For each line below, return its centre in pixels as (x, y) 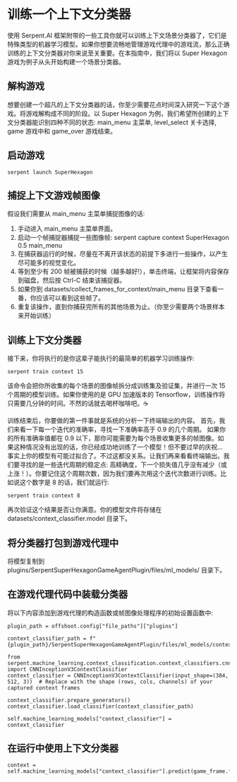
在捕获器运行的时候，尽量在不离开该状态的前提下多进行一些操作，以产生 (122, 254)
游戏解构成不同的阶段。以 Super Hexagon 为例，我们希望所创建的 (121, 113)
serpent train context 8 (44, 496)
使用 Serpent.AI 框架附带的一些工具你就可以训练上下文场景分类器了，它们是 (117, 35)
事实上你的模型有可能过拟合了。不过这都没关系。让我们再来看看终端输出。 (115, 456)
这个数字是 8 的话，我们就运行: (64, 482)
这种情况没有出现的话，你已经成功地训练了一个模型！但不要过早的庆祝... (118, 447)
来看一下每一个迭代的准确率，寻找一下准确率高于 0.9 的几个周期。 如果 (116, 429)
